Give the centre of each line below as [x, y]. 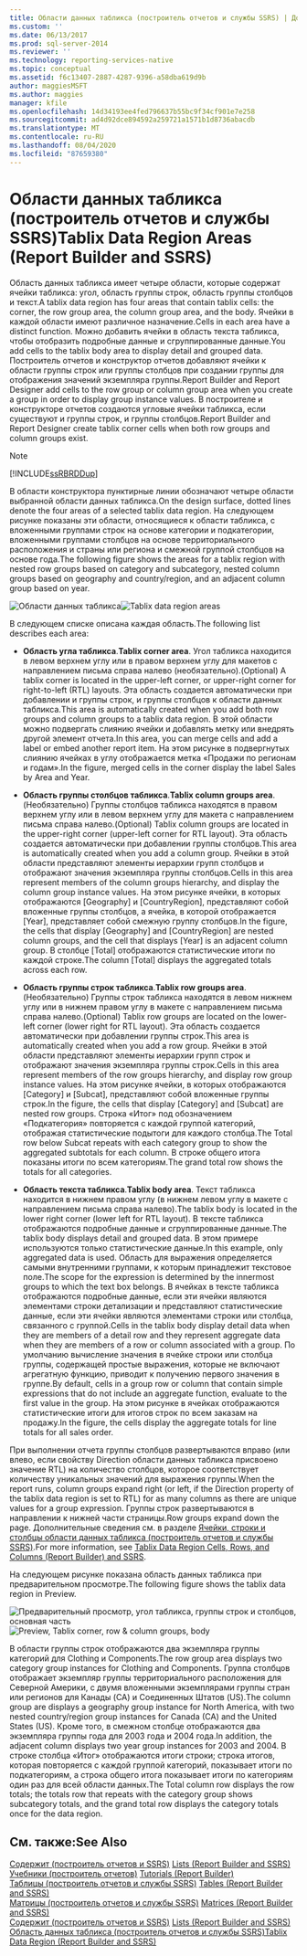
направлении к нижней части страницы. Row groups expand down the [144, 1517]
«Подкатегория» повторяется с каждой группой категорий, [139, 1123]
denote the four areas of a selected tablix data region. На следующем [142, 510]
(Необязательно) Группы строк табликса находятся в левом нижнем [157, 997]
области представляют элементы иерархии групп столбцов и [143, 862]
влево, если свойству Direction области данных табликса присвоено [144, 1459]
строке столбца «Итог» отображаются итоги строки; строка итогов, [143, 1755]
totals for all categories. [67, 1171]
